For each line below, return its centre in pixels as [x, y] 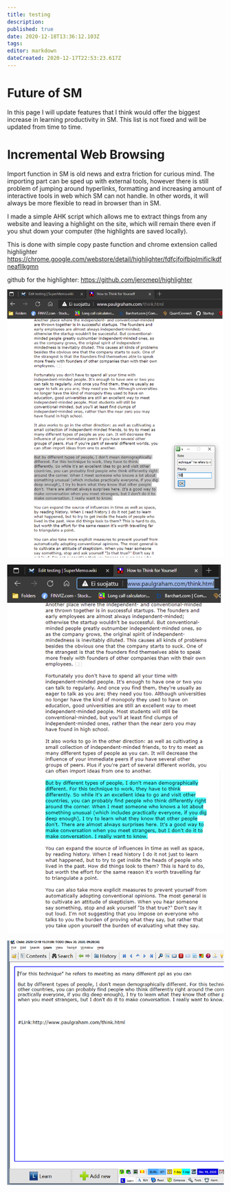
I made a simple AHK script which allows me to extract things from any [107, 216]
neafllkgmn [23, 266]
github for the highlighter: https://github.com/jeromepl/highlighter [100, 280]
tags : [15, 44]
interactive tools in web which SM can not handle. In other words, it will [108, 196]
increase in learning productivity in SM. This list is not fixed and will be [107, 119]
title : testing [29, 14]
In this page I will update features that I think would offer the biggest [104, 112]
